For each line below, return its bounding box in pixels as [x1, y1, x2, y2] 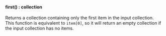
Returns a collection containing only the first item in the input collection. [5, 15, 154, 21]
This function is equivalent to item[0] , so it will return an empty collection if [5, 20, 161, 26]
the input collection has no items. [5, 25, 74, 32]
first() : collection [5, 4, 43, 10]
